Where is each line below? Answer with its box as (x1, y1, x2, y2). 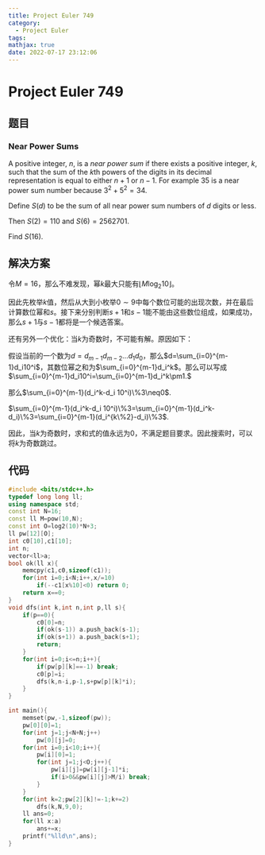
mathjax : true (8, 41, 56, 49)
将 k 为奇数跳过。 (8, 438, 61, 447)
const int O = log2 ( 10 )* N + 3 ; (8, 522, 98, 531)
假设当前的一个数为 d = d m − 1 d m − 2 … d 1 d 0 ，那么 (8, 351, 164, 362)
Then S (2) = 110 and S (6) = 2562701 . (8, 216, 129, 226)
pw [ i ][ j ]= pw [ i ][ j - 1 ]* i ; (50, 766, 129, 774)
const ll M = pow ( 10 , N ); (8, 515, 83, 523)
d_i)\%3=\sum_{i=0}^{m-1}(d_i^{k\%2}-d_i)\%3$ (8, 412, 167, 421)
